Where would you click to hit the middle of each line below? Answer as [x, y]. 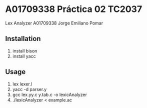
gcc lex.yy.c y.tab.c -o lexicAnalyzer [50, 94]
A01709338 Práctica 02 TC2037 [74, 9]
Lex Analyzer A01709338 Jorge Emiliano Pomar [54, 23]
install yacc [24, 56]
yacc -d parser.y [29, 89]
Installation [23, 39]
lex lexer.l [22, 84]
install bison [25, 50]
